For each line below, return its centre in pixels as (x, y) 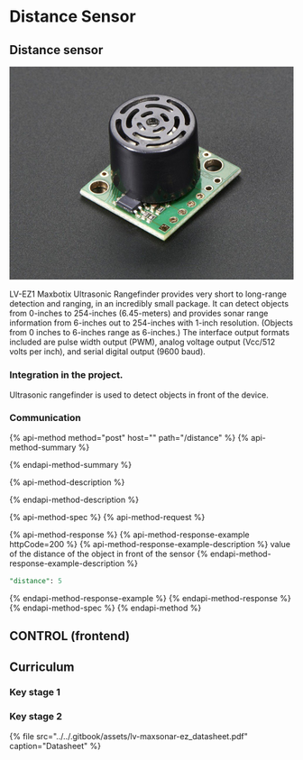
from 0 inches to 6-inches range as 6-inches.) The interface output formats (150, 333)
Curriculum (42, 667)
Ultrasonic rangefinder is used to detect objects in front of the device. (139, 395)
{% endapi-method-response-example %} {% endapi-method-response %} (150, 598)
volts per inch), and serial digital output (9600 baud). (107, 352)
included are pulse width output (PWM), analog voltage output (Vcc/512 (142, 342)
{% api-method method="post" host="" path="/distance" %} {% (129, 437)
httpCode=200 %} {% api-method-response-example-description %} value (150, 544)
